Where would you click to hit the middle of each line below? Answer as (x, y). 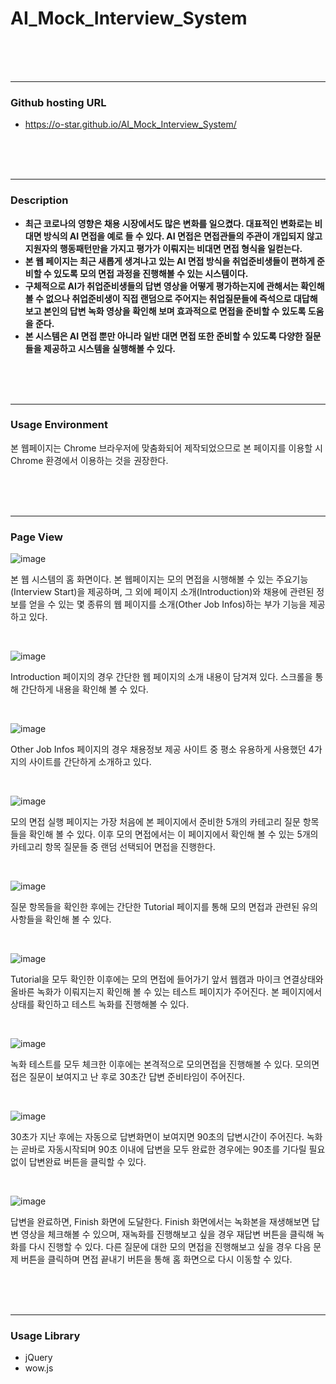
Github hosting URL (58, 102)
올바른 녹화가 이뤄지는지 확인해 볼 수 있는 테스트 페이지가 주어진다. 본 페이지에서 (166, 992)
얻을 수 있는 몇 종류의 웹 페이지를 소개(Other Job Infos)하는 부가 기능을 (168, 604)
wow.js (39, 1368)
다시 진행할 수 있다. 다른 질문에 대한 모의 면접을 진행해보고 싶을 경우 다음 (170, 1247)
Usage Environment (59, 425)
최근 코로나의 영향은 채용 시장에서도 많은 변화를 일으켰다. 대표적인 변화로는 (168, 223)
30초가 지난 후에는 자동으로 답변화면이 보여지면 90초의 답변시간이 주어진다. (157, 1137)
